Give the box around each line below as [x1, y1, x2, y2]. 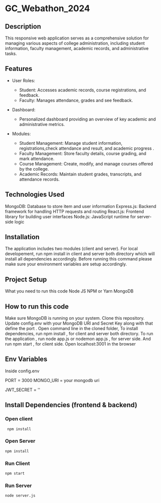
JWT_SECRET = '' [5, 387, 41, 393]
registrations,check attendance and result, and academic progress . [19, 145, 155, 151]
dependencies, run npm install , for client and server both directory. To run [5, 331, 154, 337]
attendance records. [19, 176, 60, 182]
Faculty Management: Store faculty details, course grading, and [19, 150, 146, 156]
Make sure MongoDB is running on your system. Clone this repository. [5, 315, 145, 321]
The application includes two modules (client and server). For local [5, 246, 138, 252]
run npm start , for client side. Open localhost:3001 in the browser [5, 341, 136, 347]
